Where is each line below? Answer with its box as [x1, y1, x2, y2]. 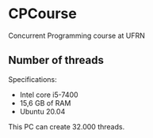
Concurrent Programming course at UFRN [8, 31, 145, 40]
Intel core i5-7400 [19, 90, 78, 99]
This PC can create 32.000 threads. [8, 121, 125, 131]
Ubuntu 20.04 [19, 106, 66, 116]
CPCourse [8, 5, 77, 23]
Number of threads [8, 54, 105, 67]
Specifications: [8, 74, 57, 84]
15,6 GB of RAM [19, 98, 71, 107]
